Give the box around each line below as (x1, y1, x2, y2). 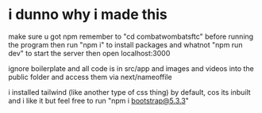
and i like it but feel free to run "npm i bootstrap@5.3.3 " (8, 96, 189, 105)
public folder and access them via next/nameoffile (8, 72, 172, 81)
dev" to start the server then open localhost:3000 (8, 48, 171, 58)
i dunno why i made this (8, 6, 168, 24)
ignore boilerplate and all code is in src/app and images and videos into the (8, 63, 254, 73)
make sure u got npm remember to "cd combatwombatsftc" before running (8, 32, 254, 41)
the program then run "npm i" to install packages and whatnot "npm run (8, 40, 243, 49)
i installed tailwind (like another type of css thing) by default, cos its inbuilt (8, 87, 252, 96)
